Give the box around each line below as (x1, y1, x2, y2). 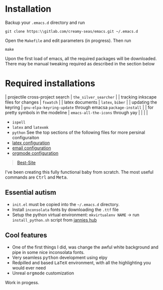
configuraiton (12, 134, 39, 140)
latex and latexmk (12, 124, 49, 130)
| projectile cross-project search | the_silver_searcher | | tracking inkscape (5, 94, 157, 100)
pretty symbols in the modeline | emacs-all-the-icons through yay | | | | (5, 109, 148, 115)
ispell (12, 120, 26, 125)
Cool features (5, 231, 47, 240)
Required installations (5, 78, 95, 89)
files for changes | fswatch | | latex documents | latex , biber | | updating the (5, 99, 157, 105)
